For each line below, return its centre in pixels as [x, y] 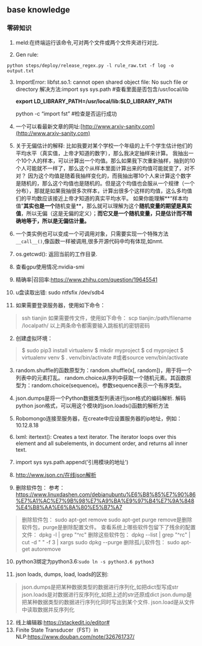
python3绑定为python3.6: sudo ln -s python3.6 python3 [85, 561]
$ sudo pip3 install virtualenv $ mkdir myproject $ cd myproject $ [103, 350]
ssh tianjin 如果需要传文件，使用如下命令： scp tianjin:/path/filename [106, 318]
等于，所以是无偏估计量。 [58, 221]
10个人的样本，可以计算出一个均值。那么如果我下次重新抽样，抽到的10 [108, 160]
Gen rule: [27, 54]
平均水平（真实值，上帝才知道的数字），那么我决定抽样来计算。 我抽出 [102, 153]
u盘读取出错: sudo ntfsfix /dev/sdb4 [60, 292]
